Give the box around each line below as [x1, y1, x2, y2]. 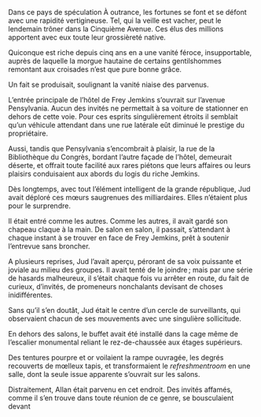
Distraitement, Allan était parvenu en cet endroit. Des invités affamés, [8, 385, 233, 394]
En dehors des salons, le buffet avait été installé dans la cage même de [8, 330, 238, 338]
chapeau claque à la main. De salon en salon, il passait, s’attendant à [8, 225, 230, 234]
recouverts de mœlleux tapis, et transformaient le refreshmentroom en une [8, 361, 251, 370]
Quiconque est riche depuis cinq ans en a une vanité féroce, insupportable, [8, 48, 252, 57]
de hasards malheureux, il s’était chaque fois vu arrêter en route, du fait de [8, 274, 250, 283]
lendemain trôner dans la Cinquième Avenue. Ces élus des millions [8, 24, 224, 33]
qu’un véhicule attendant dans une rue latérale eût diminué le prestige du [8, 121, 245, 129]
